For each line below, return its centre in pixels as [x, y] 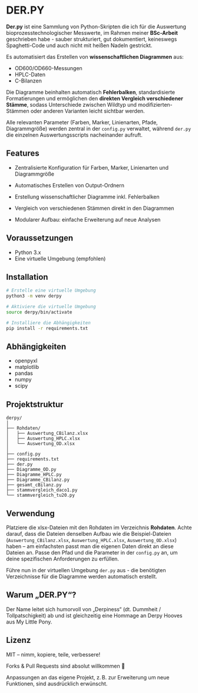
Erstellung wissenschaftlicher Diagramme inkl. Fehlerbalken [87, 197]
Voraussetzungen [40, 238]
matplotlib [27, 367]
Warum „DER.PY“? [41, 595]
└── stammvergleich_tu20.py [41, 496]
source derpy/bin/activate [39, 312]
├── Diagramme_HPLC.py [34, 475]
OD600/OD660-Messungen [48, 68]
